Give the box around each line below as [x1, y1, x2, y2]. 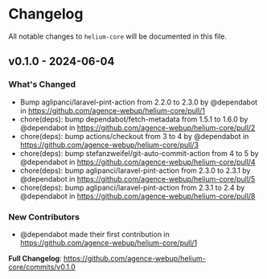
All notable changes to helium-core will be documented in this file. [8, 31, 228, 41]
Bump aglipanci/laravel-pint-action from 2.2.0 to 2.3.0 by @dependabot [19, 97, 258, 107]
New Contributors [8, 211, 80, 222]
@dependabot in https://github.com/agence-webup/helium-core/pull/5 [19, 174, 256, 183]
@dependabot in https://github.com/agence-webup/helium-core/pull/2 [19, 122, 256, 133]
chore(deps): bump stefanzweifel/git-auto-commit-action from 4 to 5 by [19, 148, 259, 158]
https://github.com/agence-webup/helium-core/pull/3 [19, 140, 199, 150]
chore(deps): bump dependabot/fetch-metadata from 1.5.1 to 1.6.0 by [19, 114, 249, 124]
